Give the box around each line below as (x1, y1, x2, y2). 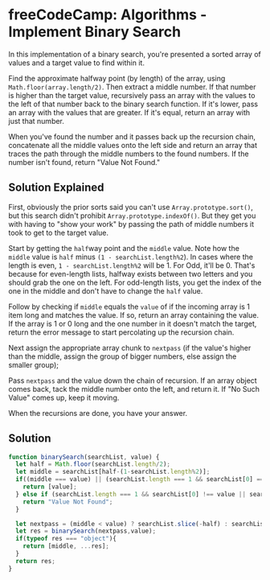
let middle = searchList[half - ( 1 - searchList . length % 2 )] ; (15, 468, 211, 476)
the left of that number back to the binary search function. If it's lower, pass (8, 99, 259, 109)
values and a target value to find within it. (8, 58, 145, 68)
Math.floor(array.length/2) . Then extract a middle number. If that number (8, 82, 256, 92)
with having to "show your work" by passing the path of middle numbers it (8, 219, 255, 228)
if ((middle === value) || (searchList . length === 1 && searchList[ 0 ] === (15, 475, 268, 483)
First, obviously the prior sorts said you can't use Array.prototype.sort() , (8, 202, 253, 212)
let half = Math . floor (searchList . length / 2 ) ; (15, 460, 171, 468)
